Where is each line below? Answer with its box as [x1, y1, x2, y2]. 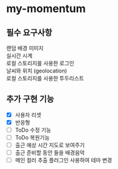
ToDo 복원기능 [15, 134, 50, 141]
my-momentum [6, 2, 86, 16]
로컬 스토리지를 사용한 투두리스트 [6, 75, 85, 81]
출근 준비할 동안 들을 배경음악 [15, 149, 85, 156]
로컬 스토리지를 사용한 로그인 [6, 60, 74, 66]
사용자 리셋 [15, 111, 42, 118]
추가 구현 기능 [6, 94, 54, 104]
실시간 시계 [6, 52, 33, 59]
